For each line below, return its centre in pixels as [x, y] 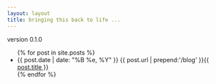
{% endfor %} [37, 74]
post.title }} [33, 67]
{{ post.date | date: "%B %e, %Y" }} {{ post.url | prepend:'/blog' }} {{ [113, 59]
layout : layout [29, 13]
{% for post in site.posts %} [56, 53]
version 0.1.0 [25, 39]
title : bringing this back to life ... [64, 20]
